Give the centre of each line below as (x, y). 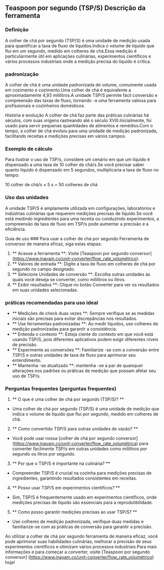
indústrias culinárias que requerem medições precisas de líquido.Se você (79, 213)
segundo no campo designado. (44, 269)
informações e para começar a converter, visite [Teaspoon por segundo (78, 552)
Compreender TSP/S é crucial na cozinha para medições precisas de (82, 473)
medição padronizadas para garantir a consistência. (65, 329)
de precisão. (25, 344)
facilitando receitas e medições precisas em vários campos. (66, 136)
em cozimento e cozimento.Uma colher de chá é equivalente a (68, 90)
